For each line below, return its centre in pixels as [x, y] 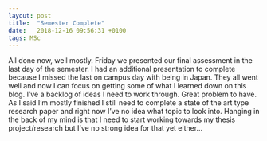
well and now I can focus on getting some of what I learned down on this [128, 86]
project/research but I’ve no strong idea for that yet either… [106, 128]
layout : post [30, 16]
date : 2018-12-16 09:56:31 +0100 [67, 30]
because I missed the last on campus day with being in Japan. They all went [133, 77]
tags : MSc [25, 38]
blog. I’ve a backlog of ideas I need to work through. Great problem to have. [133, 94]
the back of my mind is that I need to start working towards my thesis [122, 119]
